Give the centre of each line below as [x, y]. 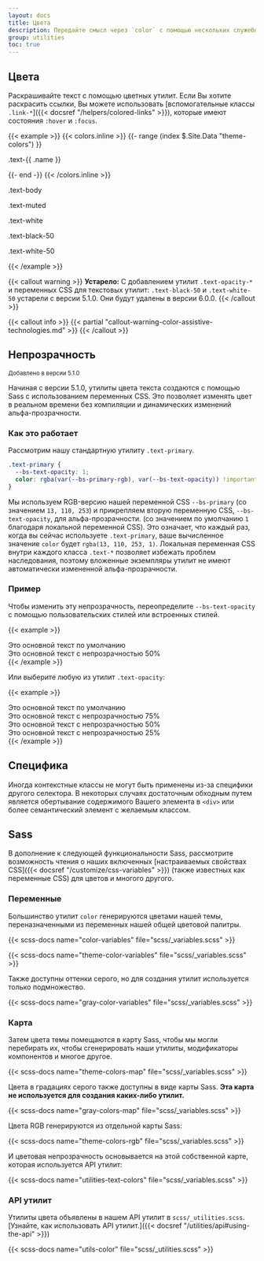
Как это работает [43, 433]
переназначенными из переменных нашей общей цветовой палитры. [125, 924]
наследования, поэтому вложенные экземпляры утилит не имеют [119, 560]
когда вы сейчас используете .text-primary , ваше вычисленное [116, 535]
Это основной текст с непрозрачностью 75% [84, 716]
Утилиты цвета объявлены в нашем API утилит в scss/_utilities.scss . [126, 1218]
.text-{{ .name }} [35, 159]
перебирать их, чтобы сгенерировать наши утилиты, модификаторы [123, 1048]
